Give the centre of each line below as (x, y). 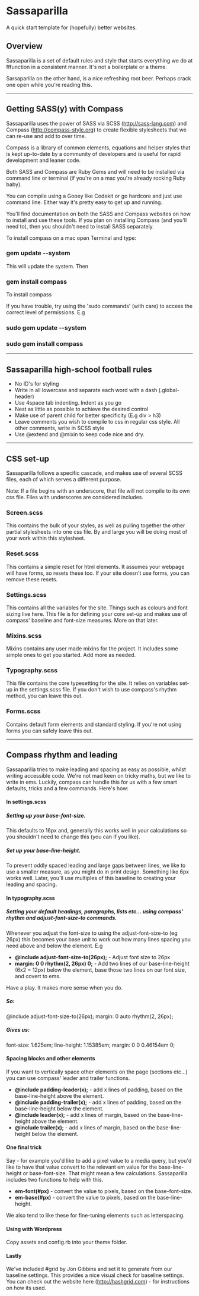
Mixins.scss (24, 636)
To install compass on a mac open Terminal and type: (71, 238)
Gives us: (18, 1030)
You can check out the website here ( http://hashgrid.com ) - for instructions (98, 1282)
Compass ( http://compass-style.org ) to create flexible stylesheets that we (96, 130)
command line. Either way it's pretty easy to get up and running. (84, 202)
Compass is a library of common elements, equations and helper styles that (98, 148)
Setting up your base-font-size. (46, 815)
